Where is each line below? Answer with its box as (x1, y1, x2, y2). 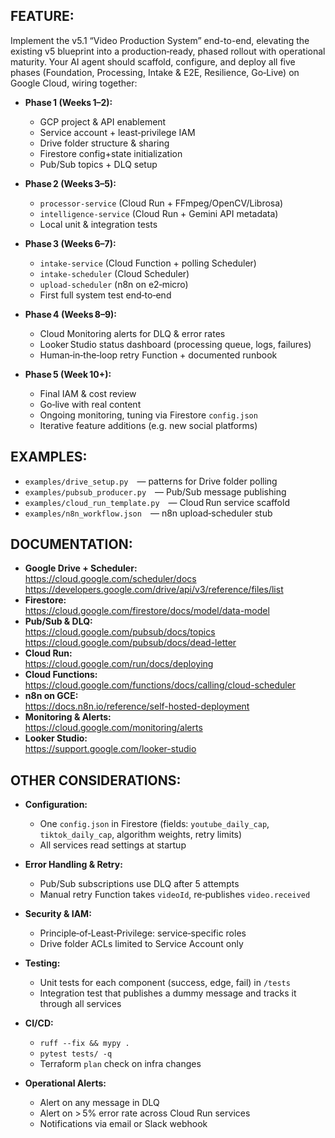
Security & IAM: (24, 908, 92, 920)
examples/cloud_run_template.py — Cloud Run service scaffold (24, 496, 290, 508)
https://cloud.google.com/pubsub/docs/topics (24, 626, 216, 638)
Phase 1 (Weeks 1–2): (24, 96, 113, 108)
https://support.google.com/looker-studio (24, 743, 197, 755)
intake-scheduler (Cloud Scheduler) (39, 267, 190, 279)
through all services (39, 998, 122, 1010)
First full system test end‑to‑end (39, 289, 172, 301)
